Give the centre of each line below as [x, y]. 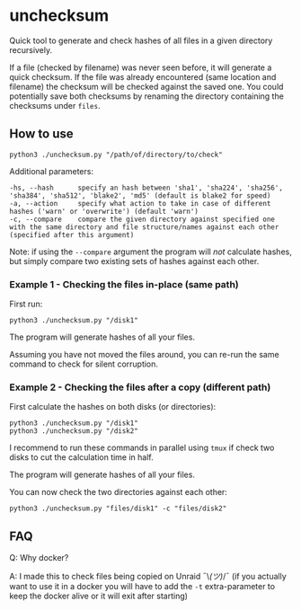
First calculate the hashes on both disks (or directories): [113, 407]
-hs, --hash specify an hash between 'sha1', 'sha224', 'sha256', [146, 188]
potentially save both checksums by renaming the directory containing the [147, 96]
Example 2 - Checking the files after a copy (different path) [140, 387]
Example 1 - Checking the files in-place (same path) [124, 284]
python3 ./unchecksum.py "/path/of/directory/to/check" [116, 155]
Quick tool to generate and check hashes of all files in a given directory [141, 40]
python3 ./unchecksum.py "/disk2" [74, 431]
